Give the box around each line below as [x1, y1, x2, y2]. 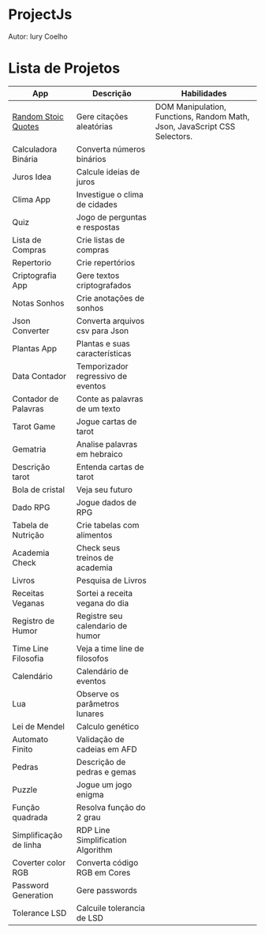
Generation [12, 890, 54, 901]
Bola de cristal [12, 484, 65, 495]
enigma [76, 789, 104, 800]
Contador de [12, 393, 59, 404]
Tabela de [12, 520, 49, 531]
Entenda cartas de [76, 461, 144, 472]
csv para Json [76, 325, 129, 336]
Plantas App [12, 343, 58, 354]
